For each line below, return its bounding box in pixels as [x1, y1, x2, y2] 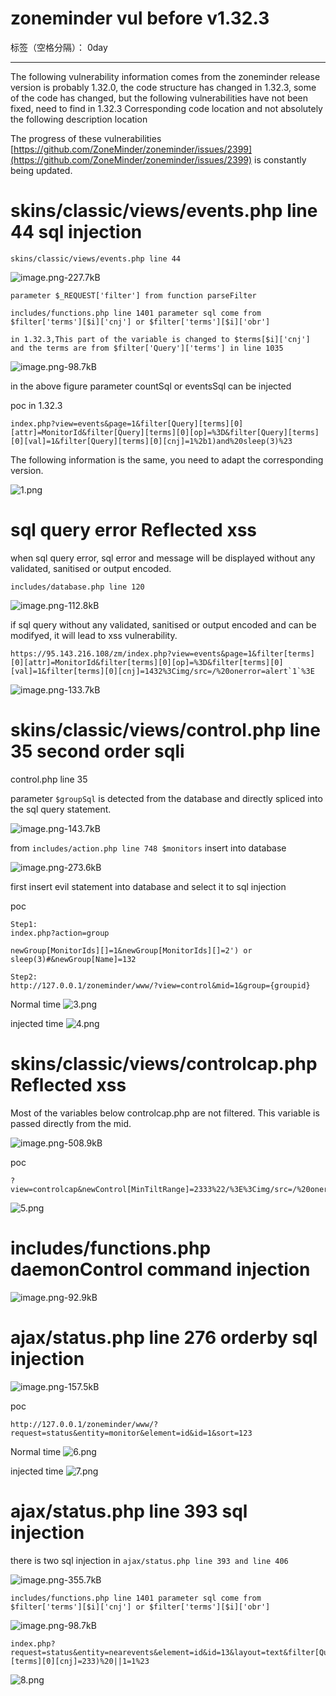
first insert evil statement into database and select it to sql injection [10, 880, 287, 892]
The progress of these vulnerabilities [10, 132, 162, 144]
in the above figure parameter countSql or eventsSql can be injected [10, 380, 292, 392]
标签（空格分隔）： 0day [10, 41, 108, 53]
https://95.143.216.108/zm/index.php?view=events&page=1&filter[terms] [10, 648, 315, 659]
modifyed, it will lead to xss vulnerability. [10, 629, 178, 641]
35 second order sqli [10, 740, 185, 762]
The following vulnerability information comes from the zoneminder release [10, 70, 321, 82]
